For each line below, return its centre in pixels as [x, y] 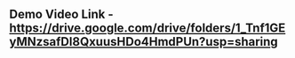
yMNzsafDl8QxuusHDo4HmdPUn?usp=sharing [144, 42]
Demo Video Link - [61, 14]
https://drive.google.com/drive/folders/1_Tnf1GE [147, 29]
